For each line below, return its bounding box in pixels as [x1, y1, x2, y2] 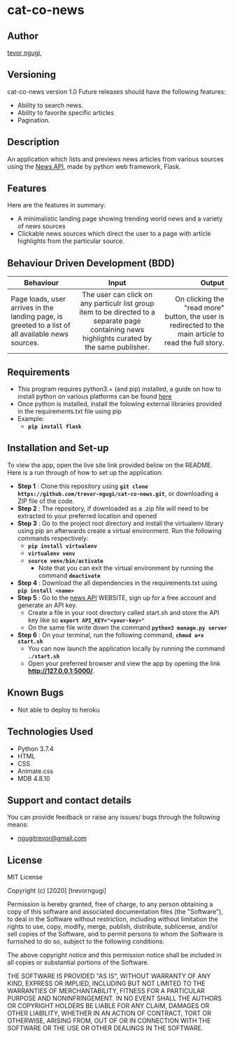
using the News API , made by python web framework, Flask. [7, 162, 181, 170]
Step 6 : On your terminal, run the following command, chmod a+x [17, 630, 204, 639]
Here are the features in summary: [7, 201, 106, 209]
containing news [90, 325, 145, 335]
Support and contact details [7, 794, 131, 806]
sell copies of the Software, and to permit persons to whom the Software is [7, 930, 224, 939]
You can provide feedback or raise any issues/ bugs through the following [7, 813, 220, 822]
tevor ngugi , [7, 48, 42, 57]
